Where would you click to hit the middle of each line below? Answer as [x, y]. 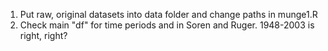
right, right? [43, 35]
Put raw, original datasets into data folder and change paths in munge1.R [168, 14]
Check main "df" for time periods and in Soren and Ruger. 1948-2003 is [167, 25]
